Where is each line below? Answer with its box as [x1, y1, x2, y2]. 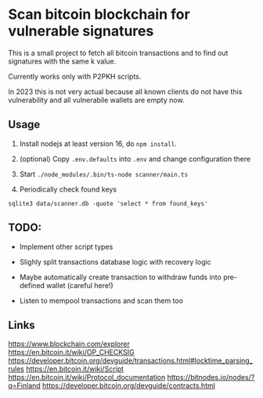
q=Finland [8, 381, 41, 390]
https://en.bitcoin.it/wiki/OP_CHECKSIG [8, 348, 135, 357]
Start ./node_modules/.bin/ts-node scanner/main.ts [19, 169, 189, 178]
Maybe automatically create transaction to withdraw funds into [19, 272, 222, 282]
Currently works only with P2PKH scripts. [8, 71, 142, 81]
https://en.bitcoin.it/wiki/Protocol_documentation [8, 373, 166, 382]
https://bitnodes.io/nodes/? [167, 373, 255, 382]
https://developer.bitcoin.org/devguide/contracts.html [41, 381, 215, 390]
